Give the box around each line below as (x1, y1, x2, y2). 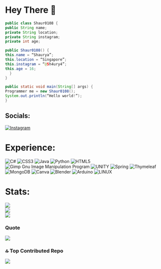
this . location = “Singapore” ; (5, 57, 67, 62)
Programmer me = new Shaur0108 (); (5, 89, 76, 94)
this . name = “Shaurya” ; (5, 53, 54, 58)
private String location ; (5, 30, 58, 35)
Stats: (5, 186, 30, 197)
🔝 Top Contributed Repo (5, 247, 64, 254)
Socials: (5, 112, 30, 120)
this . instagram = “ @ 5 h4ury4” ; (5, 62, 67, 67)
